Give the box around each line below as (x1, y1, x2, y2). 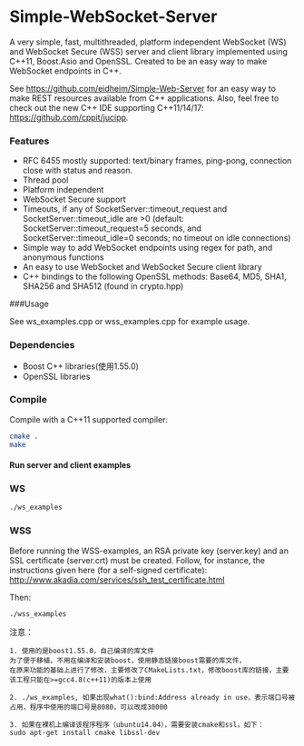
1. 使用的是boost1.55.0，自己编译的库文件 (9, 646, 154, 655)
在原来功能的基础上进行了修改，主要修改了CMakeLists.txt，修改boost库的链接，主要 (9, 665, 289, 674)
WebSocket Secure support (22, 194, 126, 205)
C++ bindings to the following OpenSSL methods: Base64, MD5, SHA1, (22, 271, 288, 283)
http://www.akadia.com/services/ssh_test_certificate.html (9, 574, 225, 585)
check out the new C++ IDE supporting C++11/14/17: (9, 102, 204, 113)
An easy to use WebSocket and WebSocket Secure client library (22, 262, 262, 273)
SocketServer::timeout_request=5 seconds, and (22, 223, 202, 234)
